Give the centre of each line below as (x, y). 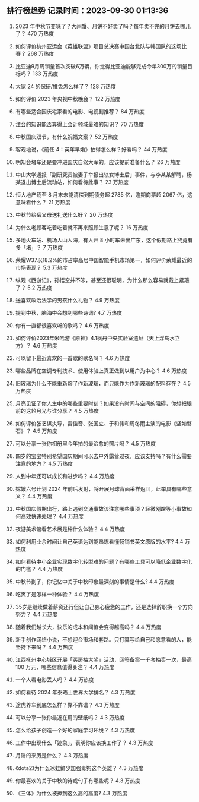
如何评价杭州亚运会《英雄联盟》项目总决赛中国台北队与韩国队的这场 (98, 46)
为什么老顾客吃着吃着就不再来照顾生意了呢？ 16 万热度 (82, 227)
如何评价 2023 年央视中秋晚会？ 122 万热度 (68, 99)
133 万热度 (45, 74)
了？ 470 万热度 (35, 33)
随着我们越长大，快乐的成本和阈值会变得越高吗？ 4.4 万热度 (88, 627)
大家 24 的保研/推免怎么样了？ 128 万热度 (65, 86)
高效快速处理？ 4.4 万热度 (52, 516)
